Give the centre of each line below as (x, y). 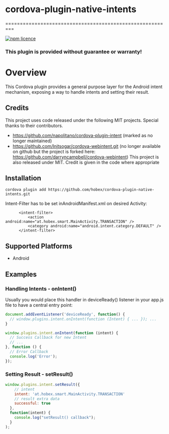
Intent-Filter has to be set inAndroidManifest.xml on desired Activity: (76, 204)
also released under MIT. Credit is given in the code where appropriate (86, 162)
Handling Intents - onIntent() (41, 289)
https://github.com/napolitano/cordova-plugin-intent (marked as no (82, 135)
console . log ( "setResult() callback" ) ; (55, 418)
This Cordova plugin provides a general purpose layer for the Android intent (84, 87)
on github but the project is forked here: (54, 151)
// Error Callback (29, 352)
